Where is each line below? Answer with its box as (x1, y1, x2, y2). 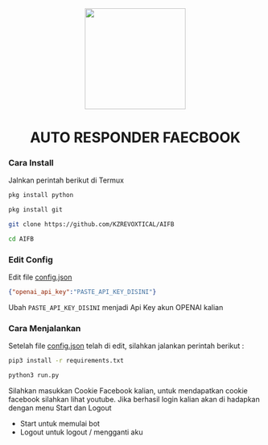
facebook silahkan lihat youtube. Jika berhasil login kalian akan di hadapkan (8, 395, 260, 405)
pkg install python (8, 191, 74, 199)
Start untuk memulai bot (19, 419, 101, 429)
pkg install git (8, 206, 63, 214)
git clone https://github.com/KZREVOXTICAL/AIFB (8, 220, 175, 229)
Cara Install (8, 157, 54, 169)
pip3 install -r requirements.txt (8, 357, 125, 365)
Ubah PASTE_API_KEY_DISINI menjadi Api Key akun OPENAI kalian (8, 303, 224, 313)
